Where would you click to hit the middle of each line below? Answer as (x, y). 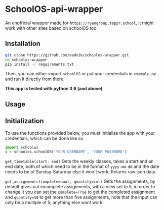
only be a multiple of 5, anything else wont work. (55, 203)
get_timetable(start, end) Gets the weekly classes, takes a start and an (80, 161)
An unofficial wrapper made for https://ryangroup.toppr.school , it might (80, 23)
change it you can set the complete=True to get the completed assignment (80, 192)
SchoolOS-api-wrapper (54, 9)
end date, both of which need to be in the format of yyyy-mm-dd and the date (82, 166)
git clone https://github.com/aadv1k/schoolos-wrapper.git (67, 55)
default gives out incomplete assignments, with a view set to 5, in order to (80, 187)
